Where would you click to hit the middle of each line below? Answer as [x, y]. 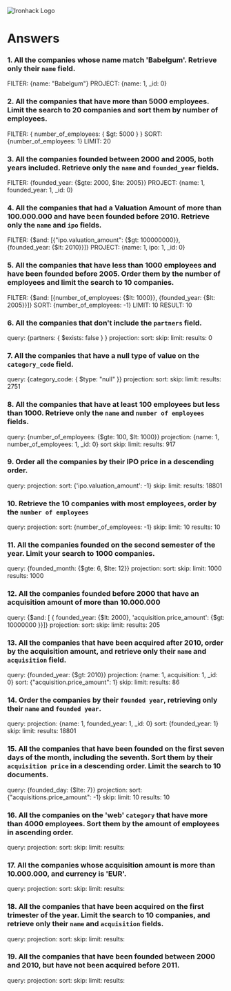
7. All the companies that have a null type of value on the [103, 355]
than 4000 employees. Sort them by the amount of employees [113, 823]
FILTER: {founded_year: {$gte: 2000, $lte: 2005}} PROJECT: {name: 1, [106, 183]
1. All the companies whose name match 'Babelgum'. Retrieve [112, 60]
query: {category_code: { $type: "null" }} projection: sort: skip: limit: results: [114, 379]
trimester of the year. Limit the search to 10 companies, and [109, 915]
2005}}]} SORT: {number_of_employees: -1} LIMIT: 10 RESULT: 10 [100, 305]
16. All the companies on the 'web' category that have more [108, 815]
